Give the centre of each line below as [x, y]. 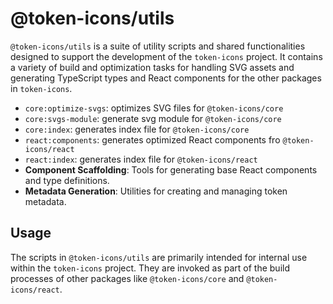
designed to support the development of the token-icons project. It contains [166, 56]
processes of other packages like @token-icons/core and [127, 278]
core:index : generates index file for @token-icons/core [137, 129]
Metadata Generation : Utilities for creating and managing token [156, 191]
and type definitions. [67, 180]
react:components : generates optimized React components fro [152, 139]
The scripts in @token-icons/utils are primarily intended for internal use [159, 257]
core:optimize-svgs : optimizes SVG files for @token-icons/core [154, 108]
